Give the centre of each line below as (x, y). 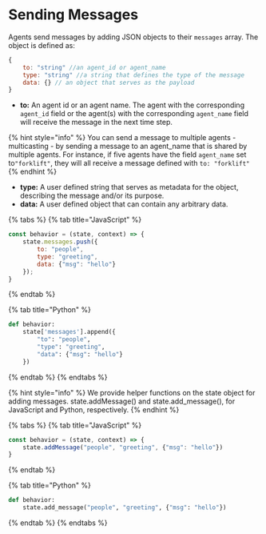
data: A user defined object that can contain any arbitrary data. (124, 204)
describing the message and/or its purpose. (92, 196)
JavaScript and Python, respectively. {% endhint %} (94, 409)
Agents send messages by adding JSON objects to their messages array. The (133, 37)
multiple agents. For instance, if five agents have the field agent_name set (127, 155)
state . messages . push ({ (60, 242)
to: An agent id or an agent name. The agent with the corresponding (132, 105)
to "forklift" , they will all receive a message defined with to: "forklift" (129, 163)
